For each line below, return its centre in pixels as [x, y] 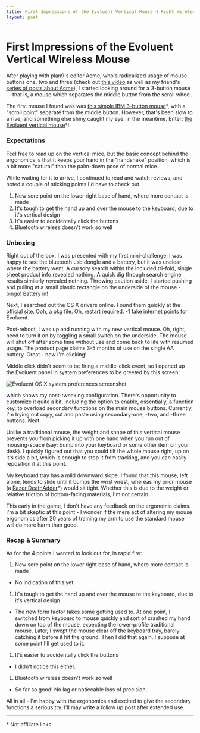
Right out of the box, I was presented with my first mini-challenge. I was [94, 256]
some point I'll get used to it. [50, 644]
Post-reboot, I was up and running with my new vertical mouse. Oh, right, [96, 329]
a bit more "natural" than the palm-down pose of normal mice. [82, 166]
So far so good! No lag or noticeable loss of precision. [81, 690]
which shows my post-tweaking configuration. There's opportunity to [91, 396]
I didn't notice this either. [45, 666]
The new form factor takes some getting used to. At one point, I [93, 612]
